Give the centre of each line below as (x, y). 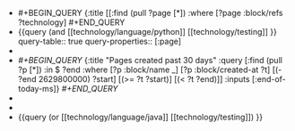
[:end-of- (269, 79)
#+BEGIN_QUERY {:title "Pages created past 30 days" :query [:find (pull (150, 60)
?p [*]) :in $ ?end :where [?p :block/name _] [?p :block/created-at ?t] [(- (150, 70)
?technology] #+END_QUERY (71, 22)
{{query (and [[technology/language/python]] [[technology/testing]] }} (147, 32)
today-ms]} (39, 89)
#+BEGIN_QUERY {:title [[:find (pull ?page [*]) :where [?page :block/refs (150, 13)
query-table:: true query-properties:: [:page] (100, 41)
